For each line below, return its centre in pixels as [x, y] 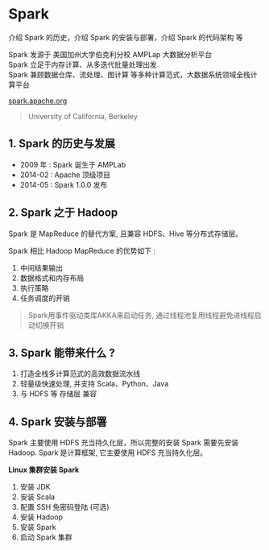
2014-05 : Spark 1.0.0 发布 [64, 184]
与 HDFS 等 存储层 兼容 [58, 394]
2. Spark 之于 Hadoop [63, 213]
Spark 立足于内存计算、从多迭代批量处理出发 [83, 64]
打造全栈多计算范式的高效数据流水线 [80, 374]
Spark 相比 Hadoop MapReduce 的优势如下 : [82, 250]
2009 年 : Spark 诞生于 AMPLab [73, 164]
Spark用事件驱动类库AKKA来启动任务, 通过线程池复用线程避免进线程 [141, 315]
